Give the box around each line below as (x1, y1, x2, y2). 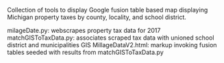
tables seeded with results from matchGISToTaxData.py (7, 48, 164, 56)
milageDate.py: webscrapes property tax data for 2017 (7, 27, 161, 34)
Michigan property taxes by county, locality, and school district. (7, 13, 187, 21)
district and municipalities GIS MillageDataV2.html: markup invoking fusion (7, 41, 217, 49)
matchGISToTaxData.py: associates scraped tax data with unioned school (7, 34, 214, 42)
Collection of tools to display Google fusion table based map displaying (7, 6, 208, 14)
